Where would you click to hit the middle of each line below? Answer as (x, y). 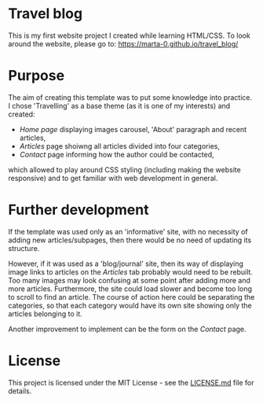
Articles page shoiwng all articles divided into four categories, (119, 146)
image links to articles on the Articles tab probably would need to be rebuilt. (131, 271)
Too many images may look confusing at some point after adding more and (130, 280)
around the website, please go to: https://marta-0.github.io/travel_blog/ (123, 43)
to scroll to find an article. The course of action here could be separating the (131, 297)
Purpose (37, 76)
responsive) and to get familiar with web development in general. (113, 178)
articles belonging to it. (45, 313)
